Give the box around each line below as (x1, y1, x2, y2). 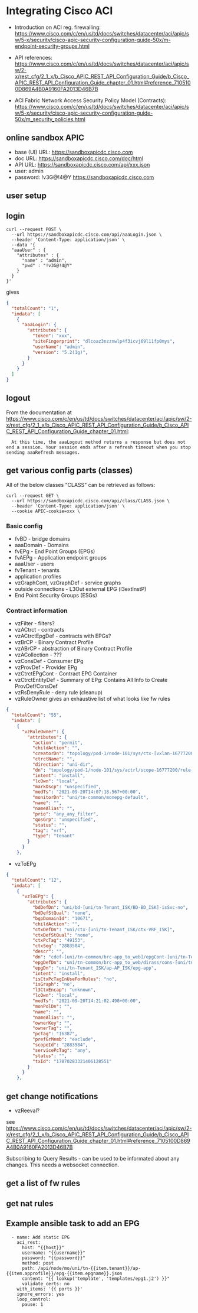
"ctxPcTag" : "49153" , (32, 938, 85, 944)
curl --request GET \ (6, 492, 60, 499)
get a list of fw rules (6, 1178, 81, 1188)
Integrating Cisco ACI (6, 4, 113, 18)
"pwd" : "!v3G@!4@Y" (21, 262, 72, 268)
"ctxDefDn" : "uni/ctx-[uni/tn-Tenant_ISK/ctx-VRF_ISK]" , (32, 927, 176, 932)
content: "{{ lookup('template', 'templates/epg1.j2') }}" (21, 1275, 170, 1282)
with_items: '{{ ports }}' (16, 1286, 83, 1292)
